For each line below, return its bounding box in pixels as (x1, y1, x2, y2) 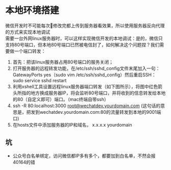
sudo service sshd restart (12, 77, 67, 83)
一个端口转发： (14, 48, 46, 54)
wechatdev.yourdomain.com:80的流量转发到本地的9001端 (39, 109, 161, 115)
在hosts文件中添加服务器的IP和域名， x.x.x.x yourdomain (12, 122, 132, 128)
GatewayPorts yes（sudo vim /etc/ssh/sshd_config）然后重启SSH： (12, 71, 157, 78)
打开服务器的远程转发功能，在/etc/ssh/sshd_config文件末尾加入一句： (12, 65, 160, 71)
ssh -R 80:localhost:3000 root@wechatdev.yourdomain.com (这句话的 (12, 103, 161, 109)
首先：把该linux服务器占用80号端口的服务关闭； (12, 59, 114, 65)
